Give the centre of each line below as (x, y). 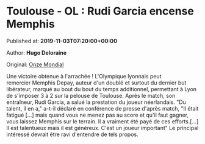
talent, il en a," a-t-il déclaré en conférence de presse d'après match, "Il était (103, 108)
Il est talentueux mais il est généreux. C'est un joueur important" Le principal (103, 128)
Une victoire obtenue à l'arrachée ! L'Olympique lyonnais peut (84, 76)
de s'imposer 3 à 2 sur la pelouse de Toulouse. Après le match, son (91, 95)
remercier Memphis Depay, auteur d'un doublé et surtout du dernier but (96, 83)
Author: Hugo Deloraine (37, 52)
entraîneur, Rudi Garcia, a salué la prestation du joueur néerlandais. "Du (96, 102)
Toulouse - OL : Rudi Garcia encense (100, 11)
